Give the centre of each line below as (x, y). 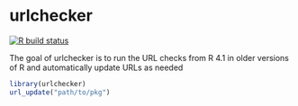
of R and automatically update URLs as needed (96, 67)
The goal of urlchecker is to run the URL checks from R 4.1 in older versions (149, 57)
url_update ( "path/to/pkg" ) (60, 92)
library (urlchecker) (48, 84)
